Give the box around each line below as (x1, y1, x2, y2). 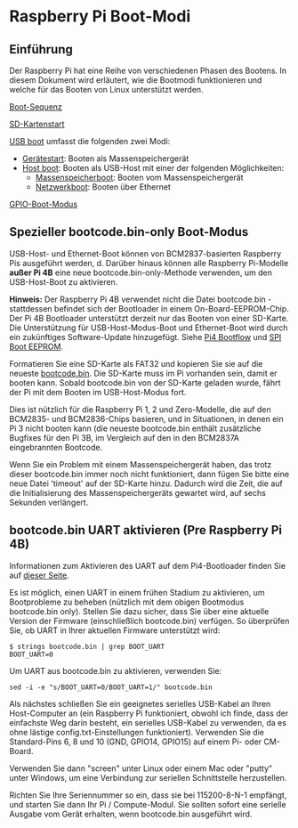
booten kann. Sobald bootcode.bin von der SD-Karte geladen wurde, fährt (9, 377, 281, 388)
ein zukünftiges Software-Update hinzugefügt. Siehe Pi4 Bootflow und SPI (9, 331, 282, 342)
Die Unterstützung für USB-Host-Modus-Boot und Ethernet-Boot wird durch (9, 322, 288, 333)
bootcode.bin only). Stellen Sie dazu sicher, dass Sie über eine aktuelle (9, 605, 270, 616)
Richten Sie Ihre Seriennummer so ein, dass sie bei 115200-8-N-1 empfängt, (9, 790, 287, 800)
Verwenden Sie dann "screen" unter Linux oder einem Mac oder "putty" (9, 763, 273, 774)
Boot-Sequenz (9, 101, 62, 112)
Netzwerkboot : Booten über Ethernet (35, 182, 172, 192)
